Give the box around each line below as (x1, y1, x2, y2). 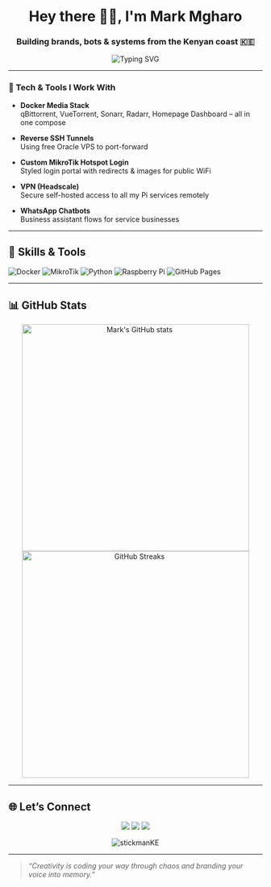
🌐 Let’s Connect (8, 800, 91, 814)
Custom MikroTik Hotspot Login (19, 157, 129, 167)
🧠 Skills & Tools (8, 245, 86, 259)
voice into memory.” (27, 870, 95, 880)
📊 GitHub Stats (8, 298, 87, 312)
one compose (19, 117, 66, 127)
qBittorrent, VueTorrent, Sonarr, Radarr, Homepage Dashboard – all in (19, 109, 250, 119)
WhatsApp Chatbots (19, 206, 91, 215)
